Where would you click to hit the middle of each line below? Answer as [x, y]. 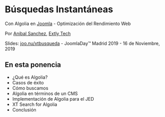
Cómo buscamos [30, 88]
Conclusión [24, 110]
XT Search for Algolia [35, 104]
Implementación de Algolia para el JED [53, 99]
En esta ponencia [33, 65]
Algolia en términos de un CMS [45, 93]
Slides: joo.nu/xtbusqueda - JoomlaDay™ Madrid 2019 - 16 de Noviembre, [82, 43]
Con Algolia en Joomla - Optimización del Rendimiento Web [68, 24]
